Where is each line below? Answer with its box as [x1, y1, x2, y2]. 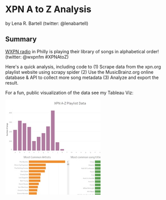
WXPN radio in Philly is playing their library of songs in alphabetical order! [5, 48, 159, 54]
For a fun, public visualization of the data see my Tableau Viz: [5, 90, 134, 96]
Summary [5, 35, 37, 44]
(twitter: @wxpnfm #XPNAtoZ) [5, 54, 69, 60]
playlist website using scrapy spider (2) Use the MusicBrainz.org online [5, 69, 154, 75]
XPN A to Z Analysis [5, 4, 92, 15]
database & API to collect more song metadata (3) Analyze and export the [5, 74, 159, 81]
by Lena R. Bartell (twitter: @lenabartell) [5, 20, 89, 26]
